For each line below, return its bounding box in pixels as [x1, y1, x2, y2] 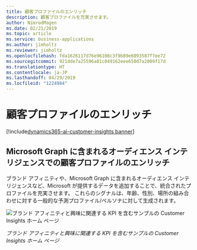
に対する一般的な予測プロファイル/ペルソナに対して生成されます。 [16, 197, 179, 204]
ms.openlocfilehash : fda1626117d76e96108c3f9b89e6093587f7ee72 [6, 53, 166, 59]
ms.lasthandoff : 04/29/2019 [6, 75, 76, 81]
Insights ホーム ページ [6, 237, 59, 244]
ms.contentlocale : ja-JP [6, 69, 68, 75]
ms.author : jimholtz [6, 42, 58, 48]
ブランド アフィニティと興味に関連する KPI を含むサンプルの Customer [6, 229, 179, 236]
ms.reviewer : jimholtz [6, 48, 62, 53]
